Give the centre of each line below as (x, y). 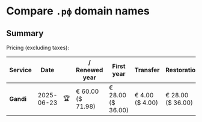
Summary (25, 33)
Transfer (147, 70)
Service (20, 70)
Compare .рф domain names (78, 11)
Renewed (90, 70)
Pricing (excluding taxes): (38, 47)
